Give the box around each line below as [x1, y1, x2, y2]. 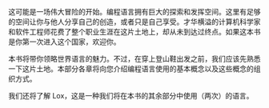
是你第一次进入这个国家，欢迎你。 [8, 37, 121, 46]
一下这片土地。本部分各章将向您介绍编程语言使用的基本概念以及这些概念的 [8, 64, 254, 74]
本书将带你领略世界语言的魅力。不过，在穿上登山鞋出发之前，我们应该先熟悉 [8, 54, 261, 63]
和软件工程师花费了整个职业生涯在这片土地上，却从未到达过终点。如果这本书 [8, 27, 261, 36]
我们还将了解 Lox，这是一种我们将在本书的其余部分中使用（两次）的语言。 [8, 91, 254, 100]
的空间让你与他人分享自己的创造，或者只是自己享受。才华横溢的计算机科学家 [8, 17, 261, 26]
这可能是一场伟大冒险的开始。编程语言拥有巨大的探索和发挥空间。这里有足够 [8, 7, 261, 16]
